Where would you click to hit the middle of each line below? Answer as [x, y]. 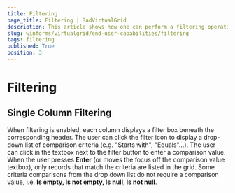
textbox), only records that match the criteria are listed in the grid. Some [111, 167]
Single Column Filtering [59, 113]
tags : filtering [31, 40]
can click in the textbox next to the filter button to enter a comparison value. [116, 152]
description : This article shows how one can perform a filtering [106, 27]
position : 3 [24, 53]
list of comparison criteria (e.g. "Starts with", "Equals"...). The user [120, 145]
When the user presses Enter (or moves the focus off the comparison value [116, 159]
